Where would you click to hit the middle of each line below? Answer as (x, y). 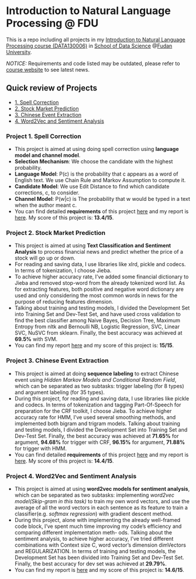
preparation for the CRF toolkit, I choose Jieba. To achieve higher (93, 411)
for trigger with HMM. (41, 448)
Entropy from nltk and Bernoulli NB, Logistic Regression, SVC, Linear (97, 326)
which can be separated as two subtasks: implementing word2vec (94, 495)
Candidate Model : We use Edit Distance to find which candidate (92, 187)
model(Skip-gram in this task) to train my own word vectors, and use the (102, 501)
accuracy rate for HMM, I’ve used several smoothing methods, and (95, 417)
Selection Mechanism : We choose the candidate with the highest (94, 161)
